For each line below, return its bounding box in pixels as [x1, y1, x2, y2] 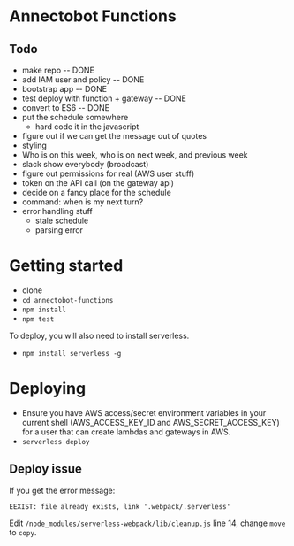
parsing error [34, 225, 84, 235]
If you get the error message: [9, 485, 116, 496]
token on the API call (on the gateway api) [21, 178, 175, 188]
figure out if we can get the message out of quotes [21, 131, 207, 141]
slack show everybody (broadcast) [21, 159, 149, 169]
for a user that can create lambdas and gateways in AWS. [21, 427, 231, 437]
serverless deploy [21, 437, 90, 446]
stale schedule [34, 215, 89, 226]
